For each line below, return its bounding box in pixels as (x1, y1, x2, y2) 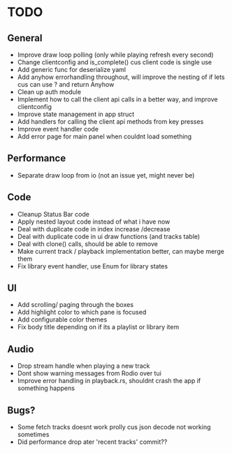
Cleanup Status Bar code (17, 210, 89, 218)
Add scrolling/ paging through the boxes (17, 301, 134, 309)
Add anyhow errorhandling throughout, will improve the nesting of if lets (17, 73, 225, 81)
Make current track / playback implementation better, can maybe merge (17, 247, 225, 255)
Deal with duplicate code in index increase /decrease (17, 224, 171, 233)
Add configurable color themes (17, 315, 108, 324)
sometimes (17, 431, 50, 439)
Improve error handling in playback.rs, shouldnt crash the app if (17, 377, 201, 385)
